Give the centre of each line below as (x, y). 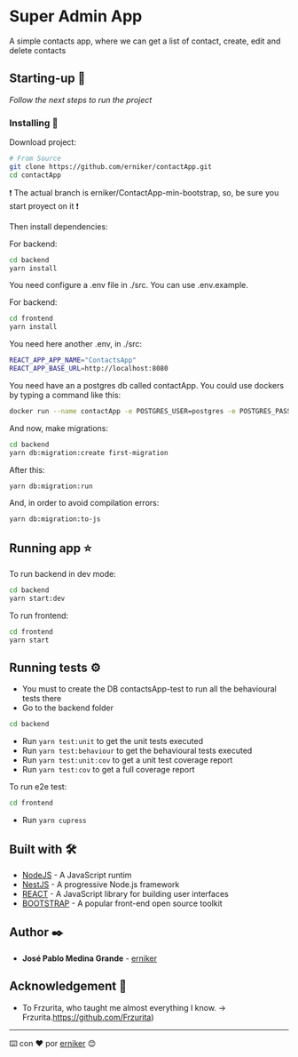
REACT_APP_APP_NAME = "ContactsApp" (73, 360)
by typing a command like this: (65, 395)
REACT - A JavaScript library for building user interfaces (125, 893)
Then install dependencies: (59, 226)
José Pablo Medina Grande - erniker (90, 958)
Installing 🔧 (34, 123)
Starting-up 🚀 (47, 79)
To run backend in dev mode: (63, 574)
